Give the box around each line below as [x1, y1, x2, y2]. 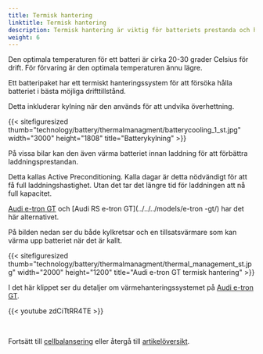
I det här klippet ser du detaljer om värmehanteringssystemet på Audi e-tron [8, 283, 254, 292]
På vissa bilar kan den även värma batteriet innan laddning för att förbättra [8, 149, 248, 158]
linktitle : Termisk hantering [8, 19, 107, 27]
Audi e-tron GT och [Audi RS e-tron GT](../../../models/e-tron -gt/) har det [8, 204, 244, 214]
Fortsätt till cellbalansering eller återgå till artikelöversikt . [8, 337, 190, 346]
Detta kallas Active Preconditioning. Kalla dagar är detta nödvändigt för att [8, 172, 248, 182]
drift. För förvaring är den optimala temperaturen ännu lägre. [8, 63, 203, 73]
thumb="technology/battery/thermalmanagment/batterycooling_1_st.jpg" [8, 125, 241, 135]
